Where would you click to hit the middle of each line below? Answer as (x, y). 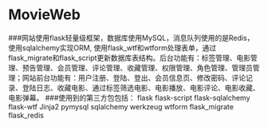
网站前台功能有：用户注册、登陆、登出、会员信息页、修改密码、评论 (134, 77)
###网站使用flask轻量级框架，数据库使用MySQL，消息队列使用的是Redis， (131, 38)
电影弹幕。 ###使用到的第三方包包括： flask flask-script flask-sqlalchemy (129, 97)
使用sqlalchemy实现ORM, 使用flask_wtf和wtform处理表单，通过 (112, 48)
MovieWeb (45, 15)
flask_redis (26, 115)
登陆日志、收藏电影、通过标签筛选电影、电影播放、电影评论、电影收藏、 (141, 87)
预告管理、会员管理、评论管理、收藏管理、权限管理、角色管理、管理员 (137, 67)
